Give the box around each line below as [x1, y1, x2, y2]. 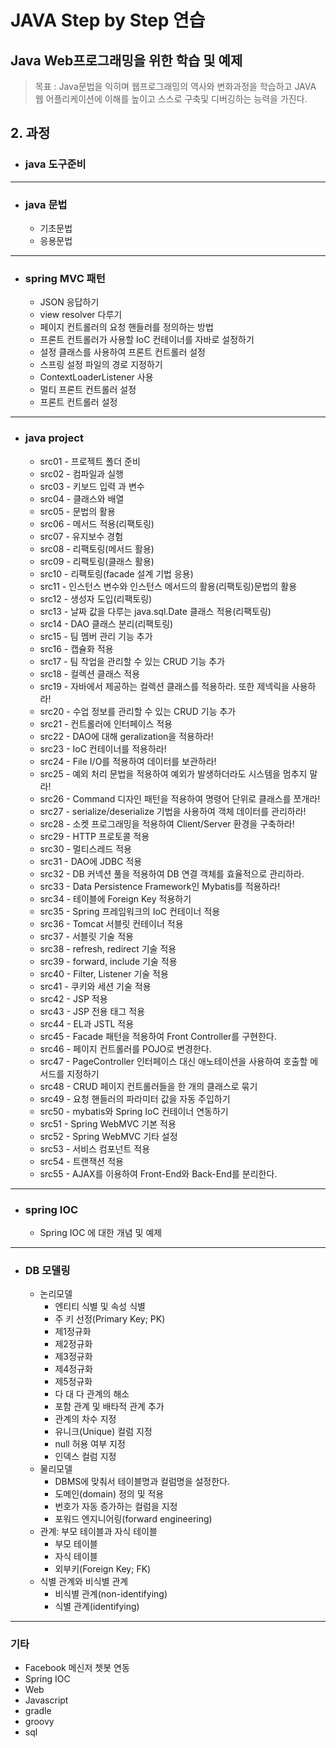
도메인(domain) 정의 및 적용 [54, 1488, 165, 1500]
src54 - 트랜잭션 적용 [39, 1155, 124, 1167]
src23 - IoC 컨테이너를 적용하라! [39, 742, 167, 755]
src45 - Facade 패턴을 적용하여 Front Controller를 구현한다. [39, 1030, 277, 1042]
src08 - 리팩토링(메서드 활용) [39, 542, 155, 555]
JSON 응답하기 [39, 296, 100, 308]
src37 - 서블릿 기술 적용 [39, 930, 134, 942]
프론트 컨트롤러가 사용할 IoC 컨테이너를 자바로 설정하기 [39, 334, 255, 346]
